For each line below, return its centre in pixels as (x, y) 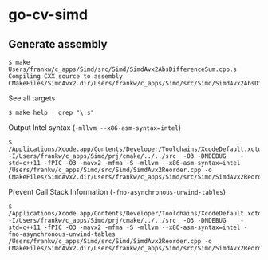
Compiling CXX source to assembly (66, 77)
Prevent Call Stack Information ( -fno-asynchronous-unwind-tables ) (117, 192)
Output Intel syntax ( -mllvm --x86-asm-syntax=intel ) (95, 128)
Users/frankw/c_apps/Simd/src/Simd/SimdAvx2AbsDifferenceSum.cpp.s (123, 69)
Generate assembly (58, 44)
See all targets (32, 98)
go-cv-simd (48, 15)
